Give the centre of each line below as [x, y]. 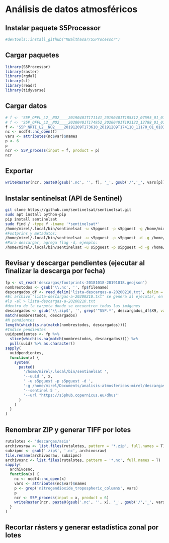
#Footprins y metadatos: [31, 233]
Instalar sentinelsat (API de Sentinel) [64, 198]
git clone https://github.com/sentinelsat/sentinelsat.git [68, 210]
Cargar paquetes [32, 55]
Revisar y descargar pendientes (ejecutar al [75, 263]
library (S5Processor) [28, 67]
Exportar [19, 171]
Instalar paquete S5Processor [53, 28]
